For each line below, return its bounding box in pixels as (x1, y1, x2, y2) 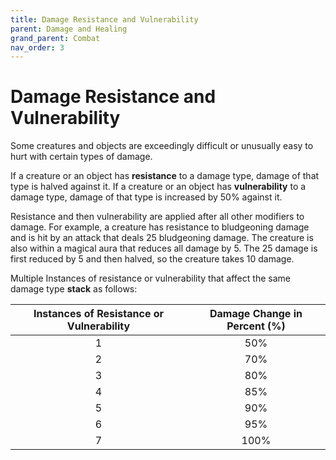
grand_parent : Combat (10, 33, 101, 43)
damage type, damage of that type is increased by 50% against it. (10, 191, 283, 203)
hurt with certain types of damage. (10, 151, 153, 163)
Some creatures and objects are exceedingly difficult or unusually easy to (10, 140, 314, 152)
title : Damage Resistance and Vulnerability (10, 14, 199, 25)
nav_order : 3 (10, 42, 65, 53)
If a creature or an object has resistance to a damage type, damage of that (10, 170, 320, 182)
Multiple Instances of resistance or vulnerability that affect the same (10, 272, 291, 285)
